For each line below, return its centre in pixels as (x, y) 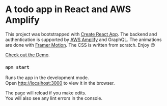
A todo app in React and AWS (68, 9)
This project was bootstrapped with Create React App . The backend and (81, 34)
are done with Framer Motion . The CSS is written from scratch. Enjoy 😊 (80, 45)
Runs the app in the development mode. (47, 78)
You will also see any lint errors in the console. (54, 98)
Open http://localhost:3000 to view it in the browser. (60, 83)
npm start (17, 67)
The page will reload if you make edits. (46, 93)
